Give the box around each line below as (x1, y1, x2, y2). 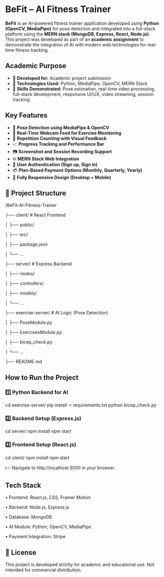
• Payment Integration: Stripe (5, 534, 66, 540)
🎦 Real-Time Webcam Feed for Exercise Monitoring (12, 130, 122, 136)
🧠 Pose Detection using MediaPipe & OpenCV (12, 125, 110, 131)
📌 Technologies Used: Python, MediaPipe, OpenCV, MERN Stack (12, 80, 148, 86)
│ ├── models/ (5, 290, 37, 296)
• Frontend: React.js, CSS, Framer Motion (5, 494, 91, 500)
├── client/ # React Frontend (5, 212, 66, 218)
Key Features (5, 111, 48, 120)
